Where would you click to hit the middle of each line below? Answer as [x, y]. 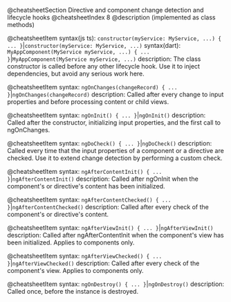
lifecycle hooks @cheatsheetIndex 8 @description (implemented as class [111, 17]
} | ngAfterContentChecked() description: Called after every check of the [108, 207]
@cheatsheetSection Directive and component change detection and [105, 10]
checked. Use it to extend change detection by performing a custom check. [115, 158]
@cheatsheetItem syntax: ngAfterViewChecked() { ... [85, 256]
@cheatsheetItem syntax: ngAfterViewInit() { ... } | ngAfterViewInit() [110, 228]
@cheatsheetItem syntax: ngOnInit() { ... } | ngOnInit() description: [107, 115]
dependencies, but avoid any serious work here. [76, 73]
